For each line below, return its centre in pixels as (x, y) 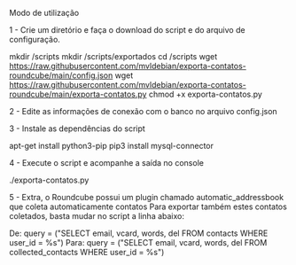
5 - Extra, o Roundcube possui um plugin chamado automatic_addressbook (147, 197)
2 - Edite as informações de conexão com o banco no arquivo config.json (143, 111)
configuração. (35, 39)
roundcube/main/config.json (61, 75)
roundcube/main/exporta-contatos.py (78, 94)
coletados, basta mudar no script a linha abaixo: (97, 216)
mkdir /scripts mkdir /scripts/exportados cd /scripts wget (113, 56)
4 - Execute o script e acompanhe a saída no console (106, 163)
